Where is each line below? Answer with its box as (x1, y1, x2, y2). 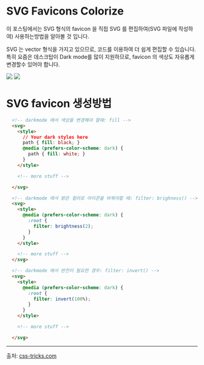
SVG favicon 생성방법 (6, 97, 112, 110)
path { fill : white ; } (28, 151, 86, 157)
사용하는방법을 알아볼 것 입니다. (14, 32, 90, 40)
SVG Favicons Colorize (6, 4, 124, 18)
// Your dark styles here (22, 134, 88, 140)
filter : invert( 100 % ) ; (33, 296, 91, 302)
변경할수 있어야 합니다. (6, 61, 60, 68)
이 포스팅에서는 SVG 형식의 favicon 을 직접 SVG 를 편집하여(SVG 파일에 (6, 25, 177, 32)
